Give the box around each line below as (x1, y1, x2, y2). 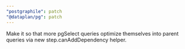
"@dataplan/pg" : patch (6, 14, 62, 20)
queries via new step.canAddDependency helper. (6, 36, 127, 43)
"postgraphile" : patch (6, 8, 62, 15)
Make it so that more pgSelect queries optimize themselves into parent (6, 30, 179, 37)
